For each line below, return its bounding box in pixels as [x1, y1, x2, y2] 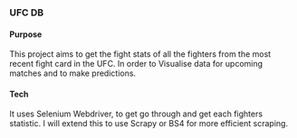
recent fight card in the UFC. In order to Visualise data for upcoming [9, 59, 263, 69]
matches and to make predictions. [9, 68, 137, 78]
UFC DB [9, 6, 44, 19]
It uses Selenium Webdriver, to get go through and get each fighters [9, 108, 263, 119]
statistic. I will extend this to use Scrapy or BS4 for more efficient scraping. [9, 118, 288, 129]
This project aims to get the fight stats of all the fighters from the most [9, 49, 272, 60]
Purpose [9, 29, 43, 40]
